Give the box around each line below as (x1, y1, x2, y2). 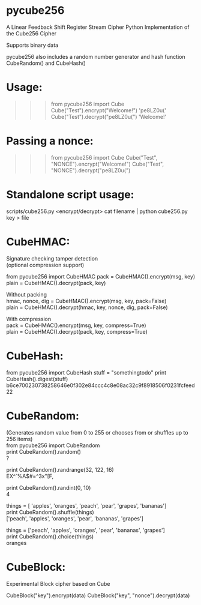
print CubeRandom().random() (6, 448, 81, 455)
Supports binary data (6, 41, 59, 49)
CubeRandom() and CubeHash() (6, 59, 86, 67)
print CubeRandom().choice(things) (6, 532, 94, 540)
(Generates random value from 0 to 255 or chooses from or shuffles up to (6, 429, 188, 436)
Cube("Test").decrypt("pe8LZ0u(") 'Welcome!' (50, 113, 167, 120)
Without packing (6, 290, 47, 298)
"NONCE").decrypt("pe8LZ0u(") (50, 166, 131, 174)
